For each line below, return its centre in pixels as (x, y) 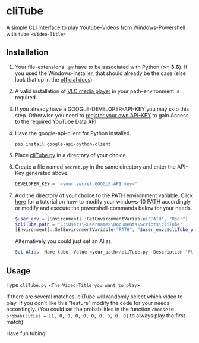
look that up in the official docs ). (54, 79)
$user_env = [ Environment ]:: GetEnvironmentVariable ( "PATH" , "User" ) (101, 219)
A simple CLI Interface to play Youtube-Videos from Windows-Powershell (96, 27)
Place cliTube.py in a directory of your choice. (71, 155)
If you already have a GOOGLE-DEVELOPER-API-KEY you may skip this (102, 109)
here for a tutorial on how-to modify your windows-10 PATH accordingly (103, 201)
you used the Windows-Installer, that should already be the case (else (100, 73)
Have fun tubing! (27, 333)
